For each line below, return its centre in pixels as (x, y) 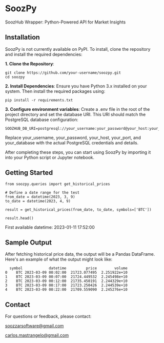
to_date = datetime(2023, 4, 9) (38, 201)
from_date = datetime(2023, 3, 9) (40, 197)
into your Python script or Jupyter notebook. (50, 157)
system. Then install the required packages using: (55, 91)
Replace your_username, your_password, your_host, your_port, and (73, 138)
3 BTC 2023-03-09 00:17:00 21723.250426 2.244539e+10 (66, 285)
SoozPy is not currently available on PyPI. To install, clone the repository (78, 49)
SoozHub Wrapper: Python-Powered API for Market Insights (65, 22)
